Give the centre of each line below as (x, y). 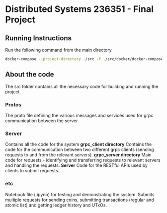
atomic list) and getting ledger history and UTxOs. (56, 205)
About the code (30, 75)
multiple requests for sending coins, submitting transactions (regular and (80, 200)
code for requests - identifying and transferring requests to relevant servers (83, 160)
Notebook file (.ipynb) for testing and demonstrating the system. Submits (80, 194)
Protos (13, 104)
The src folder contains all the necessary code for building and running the (82, 86)
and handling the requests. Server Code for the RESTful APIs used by (77, 165)
